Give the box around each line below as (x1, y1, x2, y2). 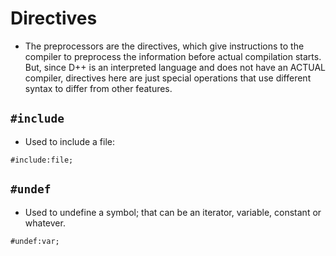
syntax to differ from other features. (24, 82, 173, 94)
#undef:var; (10, 236, 60, 246)
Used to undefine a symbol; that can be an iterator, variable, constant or (24, 206, 322, 218)
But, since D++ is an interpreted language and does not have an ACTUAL (24, 61, 327, 73)
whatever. (24, 217, 66, 229)
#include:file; (10, 155, 74, 165)
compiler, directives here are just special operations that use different (24, 72, 312, 84)
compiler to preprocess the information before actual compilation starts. (24, 50, 322, 62)
